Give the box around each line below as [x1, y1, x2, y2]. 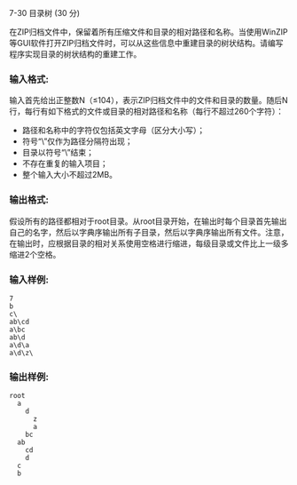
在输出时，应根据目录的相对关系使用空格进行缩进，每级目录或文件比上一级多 [9, 238, 289, 249]
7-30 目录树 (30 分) [9, 8, 81, 18]
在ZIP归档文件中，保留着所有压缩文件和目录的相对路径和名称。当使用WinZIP [9, 27, 288, 37]
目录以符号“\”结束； [21, 147, 95, 158]
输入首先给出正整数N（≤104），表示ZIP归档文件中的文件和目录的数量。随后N [9, 95, 288, 106]
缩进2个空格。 [9, 249, 61, 259]
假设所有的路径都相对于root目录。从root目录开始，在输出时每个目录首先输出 [9, 216, 287, 227]
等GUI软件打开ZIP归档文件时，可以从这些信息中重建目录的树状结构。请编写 [9, 38, 284, 48]
